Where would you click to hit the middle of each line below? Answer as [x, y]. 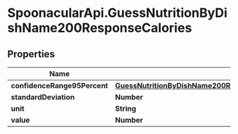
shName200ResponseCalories [100, 28]
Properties [31, 54]
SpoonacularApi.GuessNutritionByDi [118, 13]
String [126, 109]
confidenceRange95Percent [59, 86]
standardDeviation [43, 97]
